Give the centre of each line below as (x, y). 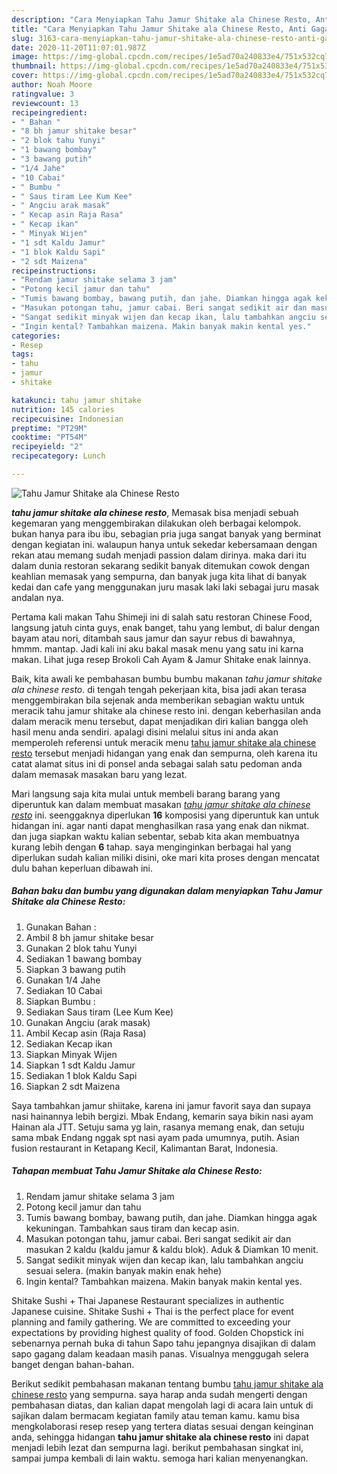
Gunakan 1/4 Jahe (63, 980)
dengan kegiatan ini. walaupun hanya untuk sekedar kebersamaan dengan (164, 544)
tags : (22, 354)
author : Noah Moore (52, 85)
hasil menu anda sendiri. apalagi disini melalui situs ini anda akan (145, 732)
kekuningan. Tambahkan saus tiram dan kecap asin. (132, 1228)
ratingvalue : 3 (43, 94)
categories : (36, 336)
